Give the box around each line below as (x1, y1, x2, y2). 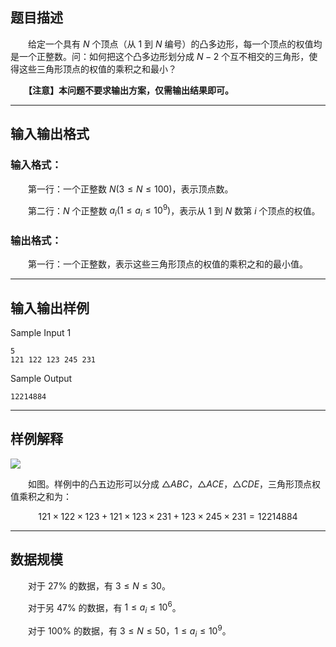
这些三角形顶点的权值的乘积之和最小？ (18, 63, 177, 75)
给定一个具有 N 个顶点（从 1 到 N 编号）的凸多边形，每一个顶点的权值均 (27, 38, 323, 50)
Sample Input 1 (10, 327, 72, 339)
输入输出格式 (10, 126, 90, 143)
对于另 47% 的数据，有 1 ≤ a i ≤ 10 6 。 (27, 599, 182, 616)
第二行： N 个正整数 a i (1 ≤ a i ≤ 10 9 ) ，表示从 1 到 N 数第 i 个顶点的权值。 (27, 203, 321, 218)
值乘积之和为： (10, 490, 72, 502)
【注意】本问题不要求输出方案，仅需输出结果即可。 (28, 84, 234, 96)
